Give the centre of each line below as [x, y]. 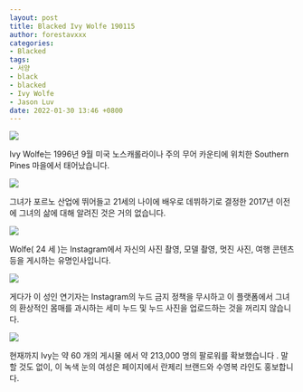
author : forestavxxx [48, 34]
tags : [19, 60]
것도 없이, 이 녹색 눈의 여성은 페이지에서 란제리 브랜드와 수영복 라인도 [140, 367]
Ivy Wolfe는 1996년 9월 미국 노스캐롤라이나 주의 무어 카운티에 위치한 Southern [149, 154]
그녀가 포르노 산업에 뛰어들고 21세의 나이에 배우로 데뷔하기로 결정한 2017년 [142, 202]
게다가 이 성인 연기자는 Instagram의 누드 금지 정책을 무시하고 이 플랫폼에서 [141, 297]
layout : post [34, 18]
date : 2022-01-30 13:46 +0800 [66, 110]
